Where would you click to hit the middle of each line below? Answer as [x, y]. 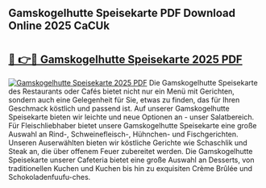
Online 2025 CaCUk [59, 26]
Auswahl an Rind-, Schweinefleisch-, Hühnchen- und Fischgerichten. [124, 134]
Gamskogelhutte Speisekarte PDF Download [122, 13]
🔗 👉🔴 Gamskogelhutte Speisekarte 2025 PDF [126, 59]
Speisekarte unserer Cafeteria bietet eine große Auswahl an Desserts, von [131, 160]
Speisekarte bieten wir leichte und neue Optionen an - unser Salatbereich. [131, 117]
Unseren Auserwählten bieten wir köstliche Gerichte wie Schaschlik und [128, 143]
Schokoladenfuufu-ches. [50, 177]
